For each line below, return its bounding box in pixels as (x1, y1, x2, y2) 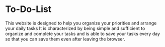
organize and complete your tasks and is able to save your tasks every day (5, 30, 160, 36)
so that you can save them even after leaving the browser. (5, 36, 126, 42)
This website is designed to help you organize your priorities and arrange (5, 20, 157, 26)
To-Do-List (5, 3, 52, 15)
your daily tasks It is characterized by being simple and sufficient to (5, 25, 145, 31)
